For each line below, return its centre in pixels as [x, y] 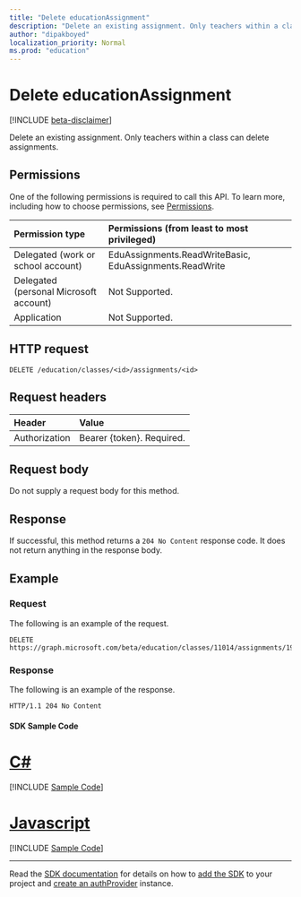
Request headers [58, 397]
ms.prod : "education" [50, 51]
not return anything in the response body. [86, 550]
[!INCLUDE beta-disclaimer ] [60, 120]
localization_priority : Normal [68, 43]
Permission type [50, 234]
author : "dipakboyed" [50, 34]
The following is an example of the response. [92, 690]
